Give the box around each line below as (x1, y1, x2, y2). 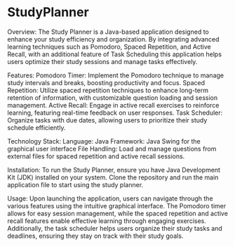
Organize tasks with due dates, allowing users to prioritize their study (7, 115, 208, 124)
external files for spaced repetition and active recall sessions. (7, 152, 185, 160)
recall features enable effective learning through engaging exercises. (7, 216, 207, 225)
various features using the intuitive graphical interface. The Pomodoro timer (7, 201, 227, 210)
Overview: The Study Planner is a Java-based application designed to (7, 27, 209, 36)
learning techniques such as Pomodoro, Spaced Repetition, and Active (7, 42, 212, 51)
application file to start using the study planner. (7, 180, 144, 189)
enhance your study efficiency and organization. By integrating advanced (7, 34, 220, 43)
